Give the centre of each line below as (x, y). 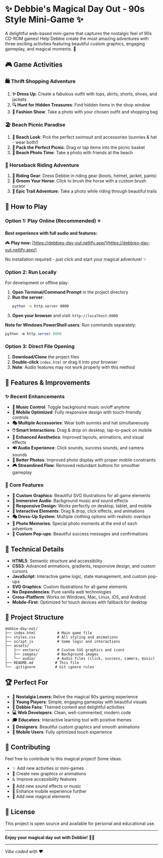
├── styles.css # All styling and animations (62, 637)
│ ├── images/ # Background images (52, 654)
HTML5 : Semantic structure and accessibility (57, 561)
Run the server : (28, 297)
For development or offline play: (37, 283)
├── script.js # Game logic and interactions (63, 641)
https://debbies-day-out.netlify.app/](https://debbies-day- (92, 243)
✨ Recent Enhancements (35, 396)
